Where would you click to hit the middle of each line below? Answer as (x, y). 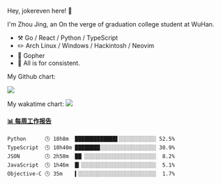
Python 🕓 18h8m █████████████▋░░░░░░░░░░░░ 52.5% (91, 139)
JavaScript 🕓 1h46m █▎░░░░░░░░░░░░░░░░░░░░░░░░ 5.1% (91, 165)
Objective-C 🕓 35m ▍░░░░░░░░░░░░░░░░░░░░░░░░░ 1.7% (91, 174)
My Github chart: (31, 76)
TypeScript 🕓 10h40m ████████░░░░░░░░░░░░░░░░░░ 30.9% (91, 148)
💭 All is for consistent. (48, 63)
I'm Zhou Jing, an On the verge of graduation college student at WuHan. (111, 24)
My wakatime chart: (36, 104)
